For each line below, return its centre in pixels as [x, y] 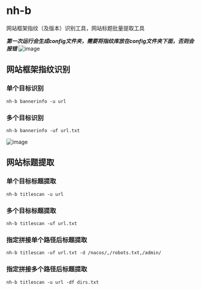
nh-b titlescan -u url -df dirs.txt [53, 282]
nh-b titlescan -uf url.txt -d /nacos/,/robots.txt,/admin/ [84, 253]
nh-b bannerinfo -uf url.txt [43, 130]
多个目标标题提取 [31, 211]
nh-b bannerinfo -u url [36, 101]
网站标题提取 [30, 162]
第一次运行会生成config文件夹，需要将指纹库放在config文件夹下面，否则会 [100, 41]
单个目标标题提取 [31, 181]
